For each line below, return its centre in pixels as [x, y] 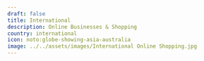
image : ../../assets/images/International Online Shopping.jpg [102, 46]
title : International [39, 20]
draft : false [26, 14]
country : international [42, 33]
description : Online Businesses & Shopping [72, 27]
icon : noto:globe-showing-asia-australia [69, 40]
